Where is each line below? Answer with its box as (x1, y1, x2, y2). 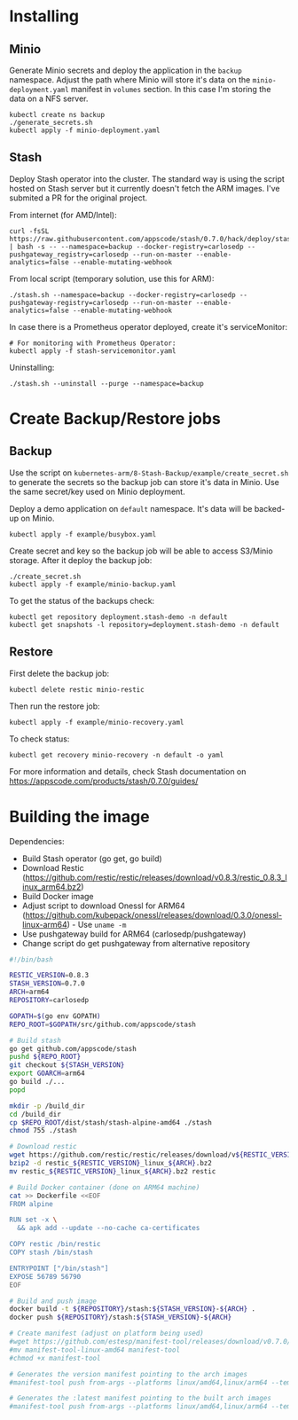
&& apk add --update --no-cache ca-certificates (17, 1224, 200, 1233)
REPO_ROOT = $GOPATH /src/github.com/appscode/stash (9, 1020, 197, 1029)
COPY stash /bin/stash (9, 1248, 93, 1257)
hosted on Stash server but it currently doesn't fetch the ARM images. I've (9, 183, 280, 193)
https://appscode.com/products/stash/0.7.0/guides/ (9, 775, 199, 786)
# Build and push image (9, 1297, 98, 1306)
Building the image (9, 806, 150, 827)
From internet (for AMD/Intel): (9, 209, 117, 220)
